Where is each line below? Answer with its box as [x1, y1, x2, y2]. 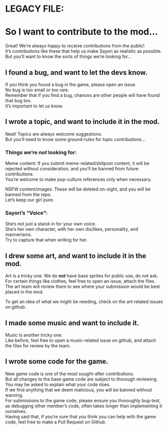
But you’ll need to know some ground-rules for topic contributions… [5, 136, 145, 142]
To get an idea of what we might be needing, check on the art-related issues [5, 298, 163, 305]
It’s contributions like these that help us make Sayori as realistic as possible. [5, 48, 162, 54]
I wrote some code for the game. [5, 357, 109, 366]
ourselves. [5, 408, 27, 414]
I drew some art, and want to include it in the [5, 252, 146, 260]
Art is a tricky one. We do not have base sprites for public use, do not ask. [5, 273, 159, 279]
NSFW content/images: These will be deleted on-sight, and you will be [5, 186, 151, 192]
